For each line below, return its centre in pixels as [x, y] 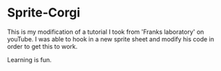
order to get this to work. [42, 46]
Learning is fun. [29, 59]
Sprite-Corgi [44, 13]
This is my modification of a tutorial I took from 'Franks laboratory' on [106, 32]
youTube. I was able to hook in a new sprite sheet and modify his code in [111, 39]
